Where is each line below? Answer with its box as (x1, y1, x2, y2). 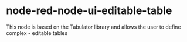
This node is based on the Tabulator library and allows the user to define (6, 23, 181, 30)
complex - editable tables (6, 29, 68, 36)
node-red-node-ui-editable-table (6, 4, 172, 17)
